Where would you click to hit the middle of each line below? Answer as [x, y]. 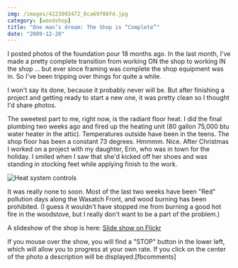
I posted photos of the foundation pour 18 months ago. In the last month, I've [119, 54]
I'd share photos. [32, 105]
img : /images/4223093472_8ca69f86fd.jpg [68, 14]
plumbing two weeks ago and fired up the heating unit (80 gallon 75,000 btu [118, 127]
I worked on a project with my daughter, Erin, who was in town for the [109, 149]
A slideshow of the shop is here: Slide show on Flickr [84, 228]
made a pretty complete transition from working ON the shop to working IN [117, 62]
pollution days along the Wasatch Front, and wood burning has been [107, 199]
